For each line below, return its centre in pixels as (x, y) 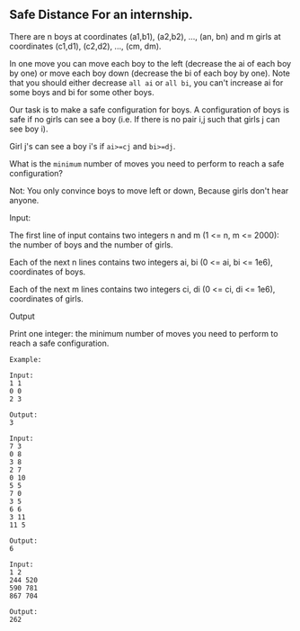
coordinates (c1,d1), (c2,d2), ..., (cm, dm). (85, 46)
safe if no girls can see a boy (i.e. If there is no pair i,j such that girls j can (145, 119)
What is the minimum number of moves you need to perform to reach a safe (147, 163)
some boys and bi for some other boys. (82, 92)
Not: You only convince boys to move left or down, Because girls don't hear (149, 190)
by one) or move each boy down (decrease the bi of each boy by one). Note (150, 73)
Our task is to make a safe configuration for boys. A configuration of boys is (150, 109)
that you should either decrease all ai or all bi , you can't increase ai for (146, 82)
